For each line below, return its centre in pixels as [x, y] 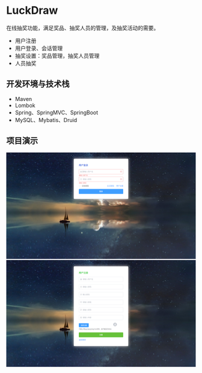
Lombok [25, 105]
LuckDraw [32, 11]
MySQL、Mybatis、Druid [46, 120]
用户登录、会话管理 [39, 48]
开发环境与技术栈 [38, 84]
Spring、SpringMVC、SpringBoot [57, 113]
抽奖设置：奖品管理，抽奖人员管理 [57, 55]
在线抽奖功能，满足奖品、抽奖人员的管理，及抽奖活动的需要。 [83, 28]
